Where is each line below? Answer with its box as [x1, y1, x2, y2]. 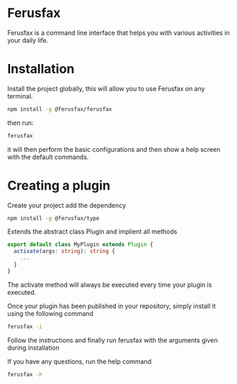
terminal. [7, 92, 33, 100]
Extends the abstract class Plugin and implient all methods [7, 227, 178, 236]
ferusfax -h [7, 371, 42, 378]
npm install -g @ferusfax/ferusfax [7, 105, 112, 113]
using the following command [7, 309, 94, 317]
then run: [7, 119, 34, 127]
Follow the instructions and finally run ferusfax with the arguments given [7, 336, 218, 344]
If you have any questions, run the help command [7, 357, 152, 366]
